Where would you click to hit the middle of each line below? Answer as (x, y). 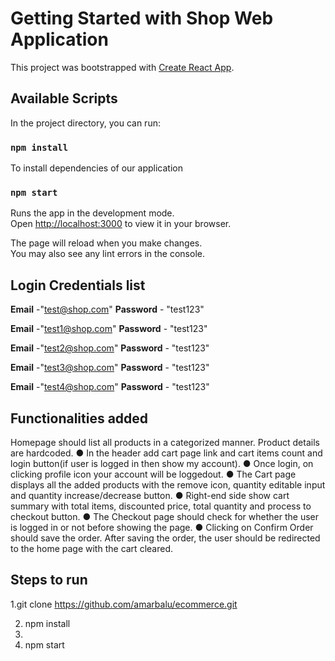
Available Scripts (64, 98)
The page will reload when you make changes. (106, 243)
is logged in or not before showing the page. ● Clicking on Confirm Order (162, 527)
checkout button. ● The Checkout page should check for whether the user (164, 516)
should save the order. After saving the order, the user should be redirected (165, 538)
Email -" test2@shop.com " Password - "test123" (110, 348)
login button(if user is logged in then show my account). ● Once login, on (162, 463)
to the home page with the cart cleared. (91, 548)
